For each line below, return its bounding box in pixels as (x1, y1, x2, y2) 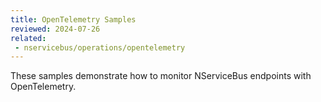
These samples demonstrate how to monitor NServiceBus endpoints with (10, 70, 312, 82)
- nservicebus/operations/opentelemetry (14, 42, 186, 53)
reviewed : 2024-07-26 (10, 24, 101, 34)
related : (10, 33, 47, 43)
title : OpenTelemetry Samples (10, 14, 137, 25)
